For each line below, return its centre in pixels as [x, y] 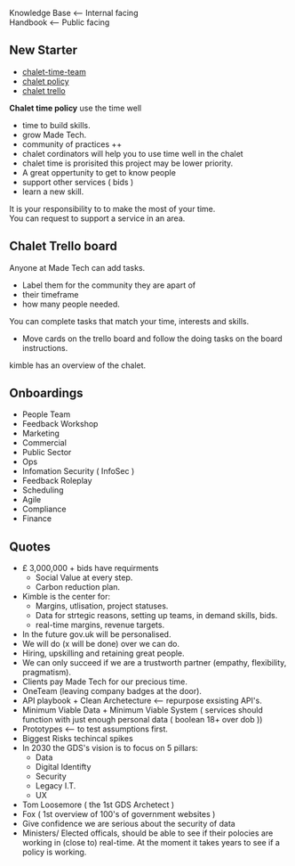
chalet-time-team [54, 71]
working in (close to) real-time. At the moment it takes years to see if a [151, 843]
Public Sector [47, 453]
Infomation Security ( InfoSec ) [78, 471]
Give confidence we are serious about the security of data [128, 824]
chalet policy [45, 81]
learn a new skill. [53, 192]
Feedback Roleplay [57, 481]
